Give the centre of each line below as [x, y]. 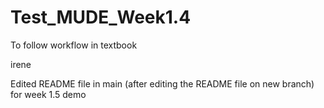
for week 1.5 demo [48, 94]
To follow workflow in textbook [74, 45]
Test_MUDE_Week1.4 [101, 17]
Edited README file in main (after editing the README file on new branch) [162, 83]
